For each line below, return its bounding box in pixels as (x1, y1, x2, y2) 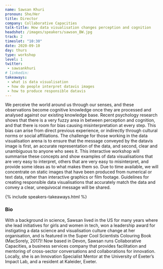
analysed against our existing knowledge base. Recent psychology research (5, 112, 158, 118)
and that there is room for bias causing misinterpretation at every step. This (5, 123, 156, 128)
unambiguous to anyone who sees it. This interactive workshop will (5, 148, 140, 154)
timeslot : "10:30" (5, 39, 42, 44)
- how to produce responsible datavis (7, 89, 86, 93)
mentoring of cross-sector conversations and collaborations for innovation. (5, 248, 156, 254)
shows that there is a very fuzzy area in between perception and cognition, (5, 117, 156, 123)
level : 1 (5, 57, 23, 62)
